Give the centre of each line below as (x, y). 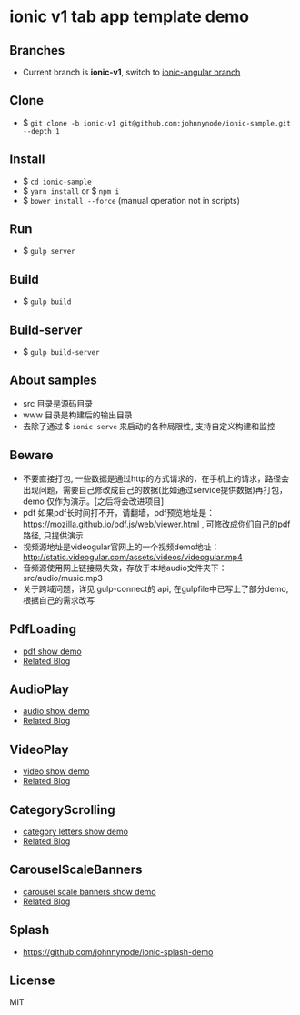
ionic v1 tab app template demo (130, 17)
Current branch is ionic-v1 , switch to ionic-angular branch (131, 72)
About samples (53, 381)
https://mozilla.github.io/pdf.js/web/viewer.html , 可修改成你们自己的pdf (156, 524)
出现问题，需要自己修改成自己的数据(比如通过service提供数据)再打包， (155, 489)
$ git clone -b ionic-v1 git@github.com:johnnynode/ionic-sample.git (156, 122)
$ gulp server (49, 251)
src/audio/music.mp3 (62, 578)
